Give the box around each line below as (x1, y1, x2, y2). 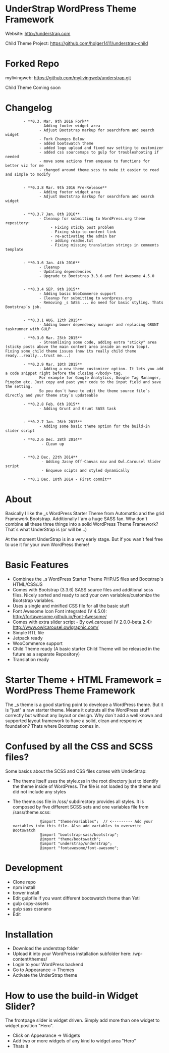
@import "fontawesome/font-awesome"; (39, 845, 120, 850)
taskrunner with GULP (5, 326, 51, 331)
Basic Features (5, 559, 69, 571)
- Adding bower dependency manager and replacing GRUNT (39, 322, 159, 327)
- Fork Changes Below (39, 136, 85, 141)
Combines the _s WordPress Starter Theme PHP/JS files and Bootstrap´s (12, 576, 164, 582)
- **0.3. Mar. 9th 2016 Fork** (23, 119, 89, 124)
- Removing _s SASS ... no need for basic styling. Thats (39, 300, 164, 305)
